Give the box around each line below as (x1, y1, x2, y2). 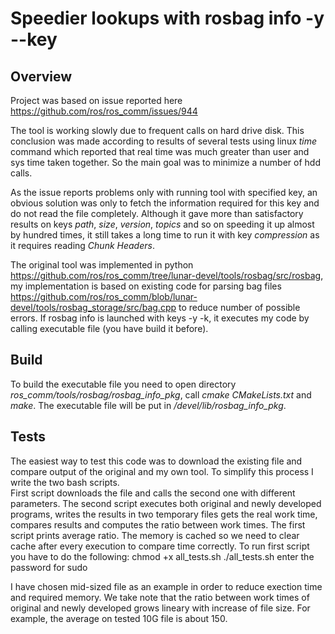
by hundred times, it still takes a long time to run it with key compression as (10, 229, 320, 241)
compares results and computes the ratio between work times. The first (10, 518, 306, 531)
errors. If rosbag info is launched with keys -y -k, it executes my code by (10, 312, 310, 324)
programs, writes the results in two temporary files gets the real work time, (10, 508, 318, 520)
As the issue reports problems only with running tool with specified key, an (10, 187, 318, 198)
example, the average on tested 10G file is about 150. (10, 612, 228, 624)
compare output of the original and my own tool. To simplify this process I (10, 465, 314, 477)
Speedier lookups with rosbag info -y (10, 7, 325, 30)
